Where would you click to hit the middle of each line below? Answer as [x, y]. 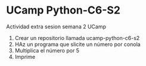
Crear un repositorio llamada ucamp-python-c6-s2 [77, 38]
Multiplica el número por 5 [47, 50]
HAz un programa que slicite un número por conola [78, 44]
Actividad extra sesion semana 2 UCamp [56, 27]
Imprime [25, 57]
